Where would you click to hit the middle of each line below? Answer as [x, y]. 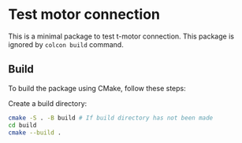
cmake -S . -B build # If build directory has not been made [111, 118]
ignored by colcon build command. [66, 44]
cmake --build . [35, 132]
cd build [22, 125]
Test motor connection [84, 15]
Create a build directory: [48, 103]
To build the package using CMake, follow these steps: [97, 88]
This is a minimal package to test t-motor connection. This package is [121, 36]
